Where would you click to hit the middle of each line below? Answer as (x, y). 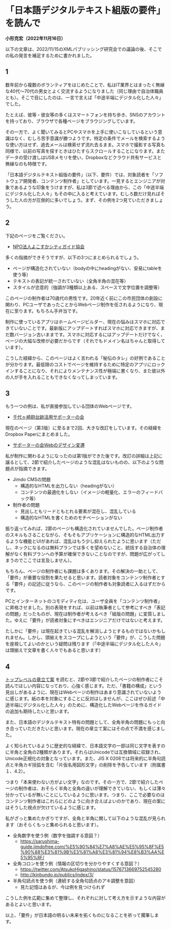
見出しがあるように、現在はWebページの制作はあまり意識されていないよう (83, 692)
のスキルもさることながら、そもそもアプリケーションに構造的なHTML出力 (83, 535)
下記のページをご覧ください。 (36, 235)
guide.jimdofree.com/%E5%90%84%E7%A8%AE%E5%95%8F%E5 (92, 847)
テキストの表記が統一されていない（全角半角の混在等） (70, 281)
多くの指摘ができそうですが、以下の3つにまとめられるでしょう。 (73, 257)
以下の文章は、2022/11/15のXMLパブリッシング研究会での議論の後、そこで (84, 49)
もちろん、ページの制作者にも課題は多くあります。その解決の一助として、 (83, 571)
